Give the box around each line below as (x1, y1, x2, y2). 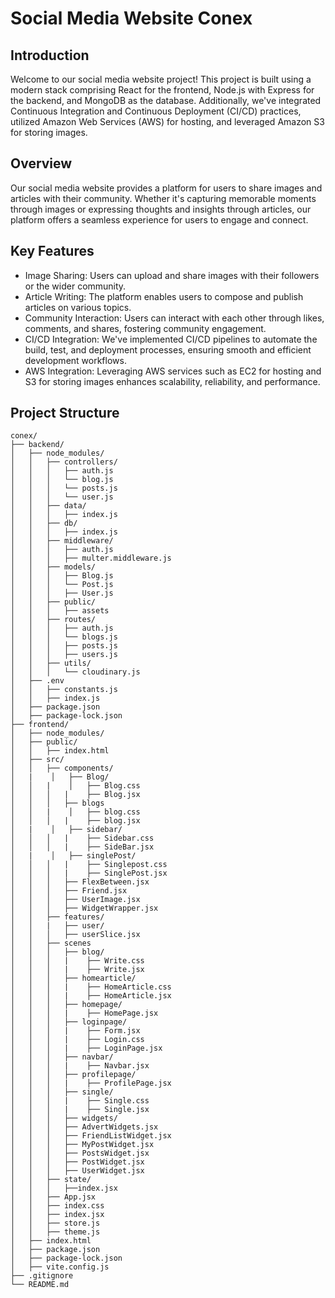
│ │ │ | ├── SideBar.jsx (10, 842, 155, 852)
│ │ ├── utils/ (10, 658, 92, 669)
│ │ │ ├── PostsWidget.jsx (10, 1148, 150, 1159)
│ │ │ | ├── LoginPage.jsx (10, 1043, 163, 1054)
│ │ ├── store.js (10, 1218, 101, 1229)
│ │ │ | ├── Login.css (10, 1035, 145, 1045)
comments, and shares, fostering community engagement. (24, 322, 267, 334)
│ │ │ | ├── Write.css (10, 956, 145, 966)
